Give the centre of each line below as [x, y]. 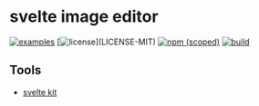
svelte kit [40, 92]
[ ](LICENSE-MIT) [107, 42]
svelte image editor [84, 17]
